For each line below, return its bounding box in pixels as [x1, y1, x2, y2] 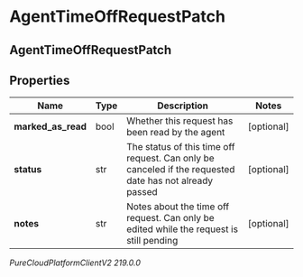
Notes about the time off [125, 200, 230, 213]
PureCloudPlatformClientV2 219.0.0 [9, 257, 142, 268]
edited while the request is [125, 223, 239, 235]
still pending [125, 235, 179, 247]
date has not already [125, 174, 214, 187]
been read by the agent [125, 126, 225, 139]
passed [125, 186, 158, 199]
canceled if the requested [125, 163, 235, 176]
